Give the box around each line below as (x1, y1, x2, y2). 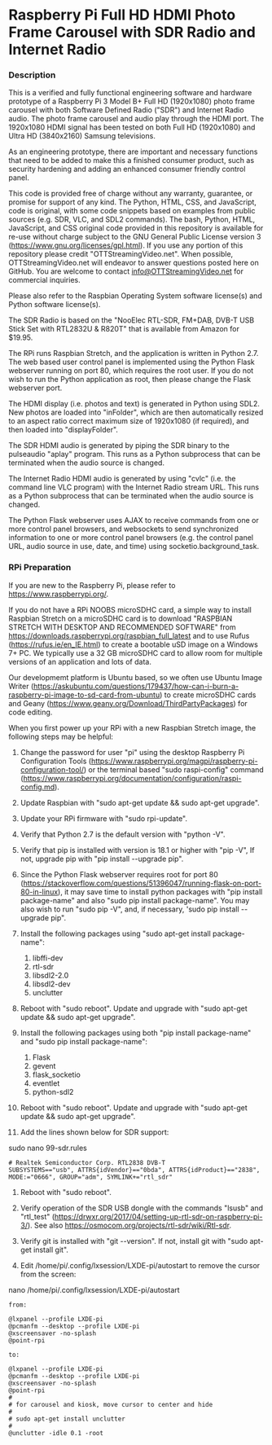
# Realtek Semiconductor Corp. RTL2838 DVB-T (8, 1158, 165, 1166)
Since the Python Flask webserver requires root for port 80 (20, 869, 218, 879)
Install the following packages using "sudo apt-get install (20, 929, 212, 938)
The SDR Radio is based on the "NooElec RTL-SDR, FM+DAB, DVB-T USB (8, 315, 255, 325)
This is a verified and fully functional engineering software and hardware (8, 88, 252, 98)
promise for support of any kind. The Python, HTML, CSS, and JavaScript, (8, 197, 257, 207)
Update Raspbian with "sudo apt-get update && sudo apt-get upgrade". (20, 797, 261, 807)
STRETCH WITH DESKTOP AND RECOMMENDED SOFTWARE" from (8, 621, 236, 632)
